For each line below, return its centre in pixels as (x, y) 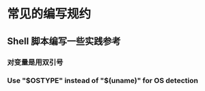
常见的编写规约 (49, 14)
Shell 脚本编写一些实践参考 (64, 41)
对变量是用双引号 (35, 62)
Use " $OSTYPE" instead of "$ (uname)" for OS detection (102, 81)
